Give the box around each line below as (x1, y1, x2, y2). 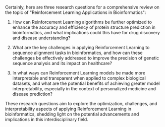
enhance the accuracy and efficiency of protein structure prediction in (12, 24, 156, 30)
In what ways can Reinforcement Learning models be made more (12, 70, 146, 76)
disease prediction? (12, 91, 53, 97)
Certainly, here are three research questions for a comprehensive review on (5, 4, 160, 10)
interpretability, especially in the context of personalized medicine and (12, 86, 156, 91)
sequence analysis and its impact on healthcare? (12, 61, 112, 66)
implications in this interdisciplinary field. (5, 117, 88, 122)
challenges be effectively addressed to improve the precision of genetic (12, 55, 160, 61)
